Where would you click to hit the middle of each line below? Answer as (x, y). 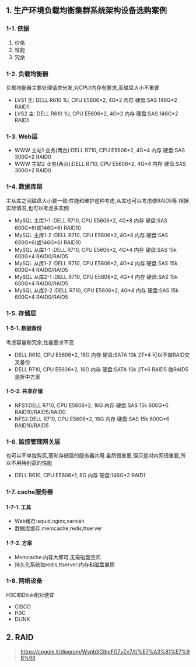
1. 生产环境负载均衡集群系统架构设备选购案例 (87, 11)
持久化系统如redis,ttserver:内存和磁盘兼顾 (64, 565)
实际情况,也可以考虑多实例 (38, 208)
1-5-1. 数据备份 (24, 328)
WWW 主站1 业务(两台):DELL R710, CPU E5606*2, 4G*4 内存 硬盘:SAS (100, 150)
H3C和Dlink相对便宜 (30, 595)
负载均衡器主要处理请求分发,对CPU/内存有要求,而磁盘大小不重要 (83, 87)
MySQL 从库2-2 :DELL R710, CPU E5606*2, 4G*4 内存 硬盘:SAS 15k (97, 290)
